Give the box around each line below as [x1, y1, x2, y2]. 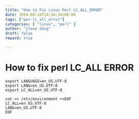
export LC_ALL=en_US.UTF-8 [5, 87, 62, 93]
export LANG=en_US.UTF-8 [5, 83, 58, 88]
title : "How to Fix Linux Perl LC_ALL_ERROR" [5, 7, 103, 13]
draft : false [5, 31, 33, 36]
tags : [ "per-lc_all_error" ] [5, 17, 65, 22]
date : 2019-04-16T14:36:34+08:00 [5, 12, 76, 17]
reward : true [5, 36, 33, 41]
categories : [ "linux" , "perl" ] [5, 21, 76, 27]
